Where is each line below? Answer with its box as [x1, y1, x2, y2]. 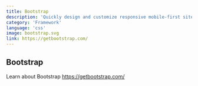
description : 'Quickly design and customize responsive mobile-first [6, 14, 181, 20]
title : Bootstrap [6, 8, 49, 15]
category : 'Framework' [6, 19, 62, 25]
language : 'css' [6, 25, 46, 31]
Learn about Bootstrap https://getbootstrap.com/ [6, 73, 125, 80]
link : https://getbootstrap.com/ [6, 36, 88, 42]
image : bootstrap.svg [6, 30, 60, 36]
